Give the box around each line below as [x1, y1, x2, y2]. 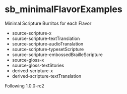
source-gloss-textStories [12, 62, 65, 68]
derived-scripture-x [12, 67, 53, 74]
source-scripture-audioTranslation [12, 40, 84, 46]
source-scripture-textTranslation [12, 35, 80, 41]
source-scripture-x [12, 30, 52, 36]
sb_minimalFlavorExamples [5, 4, 122, 15]
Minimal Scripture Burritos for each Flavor [5, 20, 92, 26]
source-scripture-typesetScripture [12, 46, 84, 52]
